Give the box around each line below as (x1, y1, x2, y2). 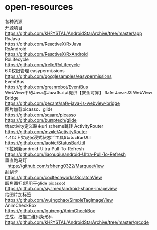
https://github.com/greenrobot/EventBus (5, 84, 88, 90)
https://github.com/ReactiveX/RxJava (5, 41, 82, 46)
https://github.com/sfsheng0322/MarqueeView (7, 163, 104, 169)
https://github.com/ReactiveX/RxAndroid (5, 51, 88, 57)
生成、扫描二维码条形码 (5, 213, 53, 219)
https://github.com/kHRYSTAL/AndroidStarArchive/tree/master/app (5, 30, 142, 36)
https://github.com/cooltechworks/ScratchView (5, 174, 102, 180)
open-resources (5, 1, 73, 13)
